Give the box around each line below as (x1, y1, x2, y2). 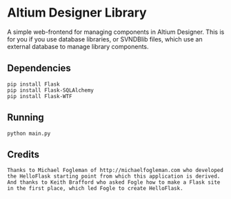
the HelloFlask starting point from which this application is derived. (7, 173, 221, 180)
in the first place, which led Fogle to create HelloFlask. (7, 185, 184, 192)
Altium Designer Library (7, 5, 147, 21)
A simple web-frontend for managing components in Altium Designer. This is (7, 28, 225, 36)
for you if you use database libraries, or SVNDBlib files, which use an (7, 35, 203, 43)
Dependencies (7, 62, 71, 74)
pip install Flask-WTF (7, 93, 72, 99)
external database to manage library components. (7, 42, 150, 50)
